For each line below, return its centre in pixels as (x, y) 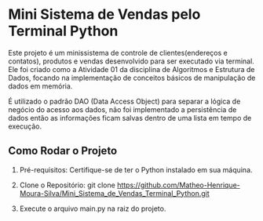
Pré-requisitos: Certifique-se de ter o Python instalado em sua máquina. (136, 169)
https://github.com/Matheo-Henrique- (179, 185)
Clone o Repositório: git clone (67, 185)
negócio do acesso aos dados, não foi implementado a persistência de (122, 109)
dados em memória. (40, 86)
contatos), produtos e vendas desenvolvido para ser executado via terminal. (131, 61)
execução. (25, 126)
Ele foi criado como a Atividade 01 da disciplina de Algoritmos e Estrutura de (131, 69)
